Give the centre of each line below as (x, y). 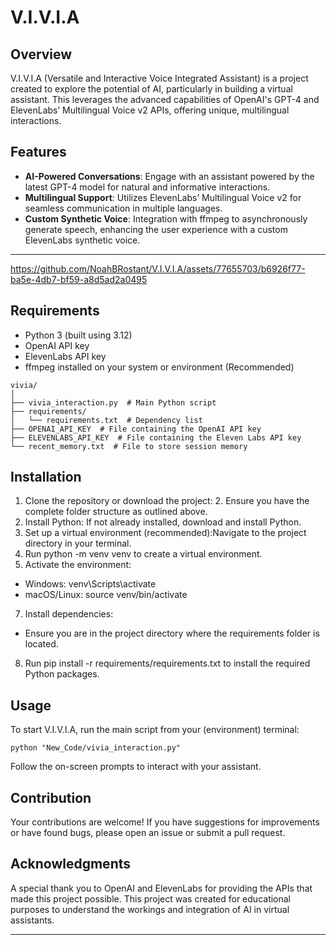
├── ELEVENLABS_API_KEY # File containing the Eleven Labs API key (156, 437)
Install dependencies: (69, 614)
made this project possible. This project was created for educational (151, 898)
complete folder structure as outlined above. (116, 512)
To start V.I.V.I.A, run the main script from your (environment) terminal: (155, 730)
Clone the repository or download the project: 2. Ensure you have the (167, 501)
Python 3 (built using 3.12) (78, 335)
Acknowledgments (71, 864)
